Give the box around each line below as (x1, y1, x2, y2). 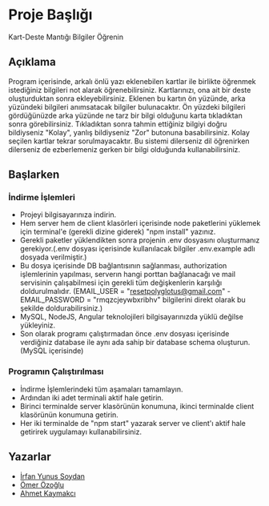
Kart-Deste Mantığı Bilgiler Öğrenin (8, 32, 124, 42)
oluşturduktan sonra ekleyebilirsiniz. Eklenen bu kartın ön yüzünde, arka (8, 94, 246, 103)
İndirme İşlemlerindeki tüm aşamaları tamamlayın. (19, 384, 183, 394)
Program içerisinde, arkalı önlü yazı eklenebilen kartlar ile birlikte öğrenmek (8, 76, 256, 86)
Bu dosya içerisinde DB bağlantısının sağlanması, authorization (19, 261, 227, 271)
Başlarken (8, 168, 60, 182)
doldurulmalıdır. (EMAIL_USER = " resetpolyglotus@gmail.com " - (19, 287, 231, 296)
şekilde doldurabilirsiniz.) (19, 303, 103, 313)
